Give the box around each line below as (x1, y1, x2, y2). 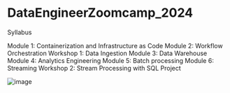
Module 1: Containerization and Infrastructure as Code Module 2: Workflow (7, 41, 223, 50)
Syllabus (7, 28, 32, 36)
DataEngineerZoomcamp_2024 (7, 5, 194, 21)
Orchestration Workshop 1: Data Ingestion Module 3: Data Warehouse (7, 49, 208, 57)
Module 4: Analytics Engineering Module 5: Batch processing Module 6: (7, 56, 215, 64)
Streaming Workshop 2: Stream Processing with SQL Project (7, 64, 182, 72)
